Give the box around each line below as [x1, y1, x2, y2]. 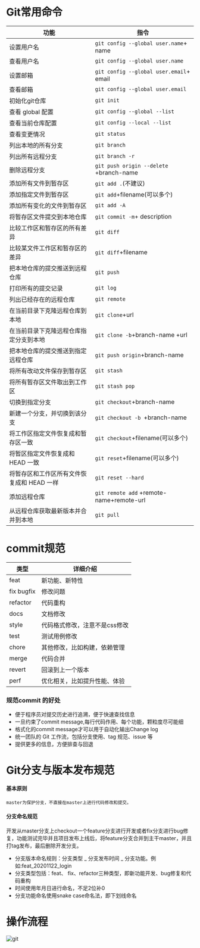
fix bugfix [9, 587, 36, 595]
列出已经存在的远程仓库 [9, 295, 76, 304]
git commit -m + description [95, 212, 172, 220]
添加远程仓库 [9, 492, 46, 501]
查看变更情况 [9, 130, 46, 138]
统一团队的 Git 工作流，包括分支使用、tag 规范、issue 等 [14, 733, 153, 740]
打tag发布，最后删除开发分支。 [6, 842, 82, 849]
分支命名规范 [6, 813, 37, 820]
